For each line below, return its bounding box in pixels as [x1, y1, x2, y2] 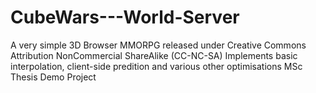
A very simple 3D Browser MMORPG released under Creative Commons [10, 39, 307, 51]
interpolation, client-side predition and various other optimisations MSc [10, 60, 303, 72]
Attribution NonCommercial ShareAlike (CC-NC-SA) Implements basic [10, 49, 298, 61]
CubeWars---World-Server [10, 6, 240, 29]
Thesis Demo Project [10, 71, 97, 83]
